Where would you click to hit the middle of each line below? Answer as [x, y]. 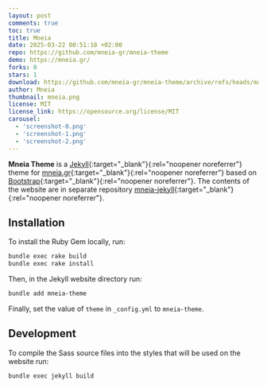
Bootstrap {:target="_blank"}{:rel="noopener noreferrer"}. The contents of [129, 180]
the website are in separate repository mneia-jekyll [91, 189]
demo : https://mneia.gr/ [49, 60]
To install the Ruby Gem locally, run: [67, 242]
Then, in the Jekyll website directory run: [75, 279]
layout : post [30, 16]
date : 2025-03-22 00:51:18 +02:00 [66, 45]
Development [43, 334]
